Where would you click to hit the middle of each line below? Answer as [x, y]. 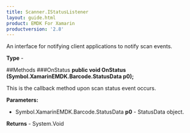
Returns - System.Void [35, 124]
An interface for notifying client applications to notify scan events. [90, 46]
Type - [15, 58]
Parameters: [22, 100]
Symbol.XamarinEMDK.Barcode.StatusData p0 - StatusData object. [100, 112]
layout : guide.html [31, 18]
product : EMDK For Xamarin [41, 23]
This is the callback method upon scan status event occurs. [81, 88]
